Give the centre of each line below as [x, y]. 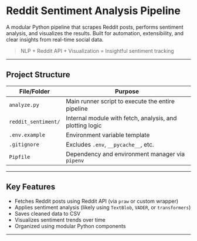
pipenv [75, 160]
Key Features [31, 187]
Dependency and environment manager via [125, 154]
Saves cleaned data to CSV [47, 213]
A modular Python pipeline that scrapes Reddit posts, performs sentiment [95, 27]
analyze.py [24, 105]
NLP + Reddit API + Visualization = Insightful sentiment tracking [97, 50]
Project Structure [38, 75]
